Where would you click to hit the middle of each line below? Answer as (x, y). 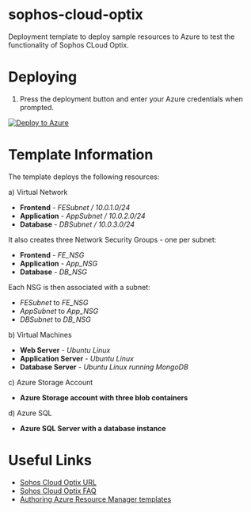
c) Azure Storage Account (51, 382)
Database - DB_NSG (53, 272)
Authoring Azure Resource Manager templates (95, 499)
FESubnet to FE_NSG (54, 302)
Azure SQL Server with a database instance (93, 428)
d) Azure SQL (30, 413)
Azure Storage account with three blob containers (104, 397)
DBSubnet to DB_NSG (55, 319)
